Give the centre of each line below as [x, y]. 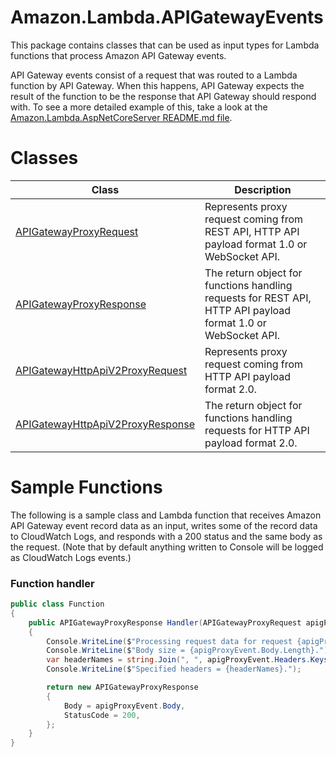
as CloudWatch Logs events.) [71, 557]
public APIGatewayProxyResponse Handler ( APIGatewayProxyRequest [165, 622]
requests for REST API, [258, 298]
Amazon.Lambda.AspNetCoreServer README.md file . [121, 117]
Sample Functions [86, 487]
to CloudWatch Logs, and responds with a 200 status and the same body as [166, 536]
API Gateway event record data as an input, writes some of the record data [164, 525]
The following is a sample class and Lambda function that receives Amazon [166, 515]
